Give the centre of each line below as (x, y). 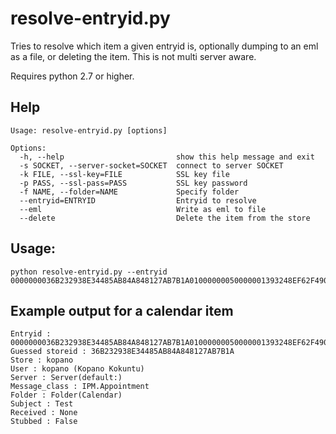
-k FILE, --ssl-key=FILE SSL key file (124, 174)
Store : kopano (42, 360)
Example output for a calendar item (122, 310)
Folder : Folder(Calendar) (66, 395)
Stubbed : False (44, 422)
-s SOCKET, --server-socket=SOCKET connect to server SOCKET (151, 165)
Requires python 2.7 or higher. (72, 76)
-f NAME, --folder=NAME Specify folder (129, 192)
